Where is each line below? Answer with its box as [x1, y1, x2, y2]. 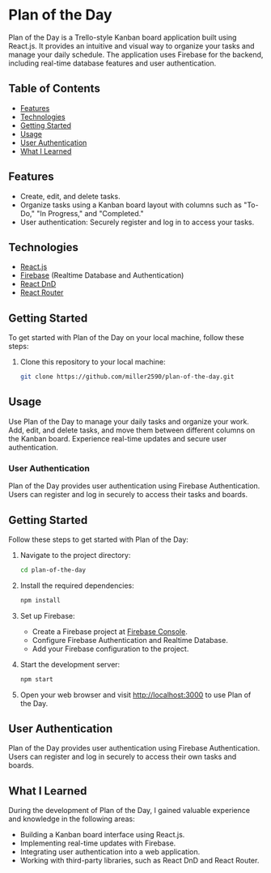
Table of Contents [8, 82, 101, 96]
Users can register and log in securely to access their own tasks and [8, 752, 237, 762]
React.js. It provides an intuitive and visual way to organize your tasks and [8, 40, 255, 50]
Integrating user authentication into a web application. [19, 847, 201, 857]
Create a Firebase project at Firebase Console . [32, 626, 188, 637]
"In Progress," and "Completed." [36, 208, 144, 218]
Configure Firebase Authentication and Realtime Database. [32, 635, 228, 645]
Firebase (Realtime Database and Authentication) [19, 270, 184, 280]
